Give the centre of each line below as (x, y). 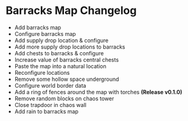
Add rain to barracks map (46, 111)
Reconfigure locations (42, 72)
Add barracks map (38, 27)
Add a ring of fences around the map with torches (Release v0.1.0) (98, 92)
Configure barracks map (45, 33)
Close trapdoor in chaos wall (50, 105)
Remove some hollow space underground (67, 79)
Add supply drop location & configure (61, 40)
